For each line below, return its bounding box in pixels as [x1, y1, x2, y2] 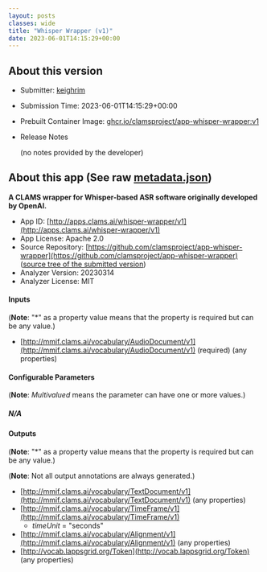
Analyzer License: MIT [19, 276, 95, 286]
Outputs [8, 429, 37, 438]
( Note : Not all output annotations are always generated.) [8, 471, 195, 480]
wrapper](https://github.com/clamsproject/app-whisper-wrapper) [19, 250, 239, 260]
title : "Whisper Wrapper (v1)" [8, 27, 113, 35]
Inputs [8, 294, 31, 304]
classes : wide [8, 19, 56, 27]
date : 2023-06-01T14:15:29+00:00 [8, 34, 121, 43]
